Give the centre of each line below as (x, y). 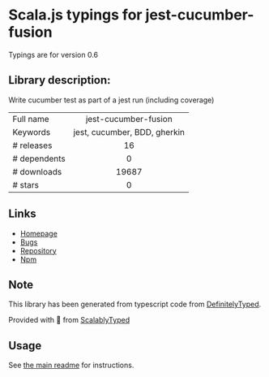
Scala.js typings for (75, 15)
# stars (26, 184)
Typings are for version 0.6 (53, 54)
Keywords (32, 132)
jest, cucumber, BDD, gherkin (129, 132)
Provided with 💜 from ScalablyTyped (69, 320)
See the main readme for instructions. (71, 365)
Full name (31, 119)
